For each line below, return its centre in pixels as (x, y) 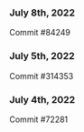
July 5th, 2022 (42, 56)
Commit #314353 (42, 76)
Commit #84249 (40, 33)
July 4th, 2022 (42, 99)
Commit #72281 (39, 119)
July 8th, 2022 (42, 13)
